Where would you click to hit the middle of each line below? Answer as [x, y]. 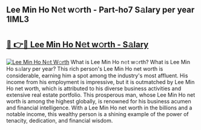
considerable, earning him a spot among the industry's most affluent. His [97, 76]
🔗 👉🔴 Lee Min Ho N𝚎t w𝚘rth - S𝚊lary [77, 44]
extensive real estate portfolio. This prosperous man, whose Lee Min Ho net [101, 95]
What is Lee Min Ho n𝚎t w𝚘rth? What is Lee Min [130, 62]
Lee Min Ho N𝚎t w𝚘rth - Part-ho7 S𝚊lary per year [100, 10]
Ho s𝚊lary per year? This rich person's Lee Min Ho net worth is [85, 69]
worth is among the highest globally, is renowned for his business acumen [99, 101]
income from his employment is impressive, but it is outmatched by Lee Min [100, 82]
